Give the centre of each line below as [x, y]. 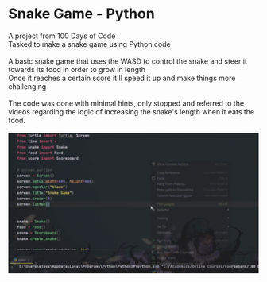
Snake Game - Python [81, 14]
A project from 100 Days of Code [62, 36]
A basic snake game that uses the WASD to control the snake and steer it [128, 61]
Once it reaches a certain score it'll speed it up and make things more [122, 78]
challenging [27, 86]
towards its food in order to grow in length [77, 69]
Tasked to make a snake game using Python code [89, 44]
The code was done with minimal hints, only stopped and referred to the [126, 103]
